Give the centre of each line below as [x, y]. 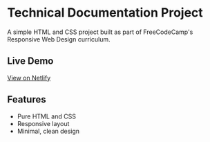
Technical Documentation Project [105, 13]
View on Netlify [29, 78]
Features [27, 99]
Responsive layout [43, 123]
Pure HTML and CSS [46, 116]
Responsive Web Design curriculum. [59, 39]
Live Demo [30, 61]
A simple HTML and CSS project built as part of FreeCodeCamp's [100, 32]
